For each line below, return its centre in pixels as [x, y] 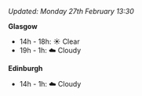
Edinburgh [25, 68]
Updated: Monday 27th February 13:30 [71, 11]
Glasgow [23, 26]
